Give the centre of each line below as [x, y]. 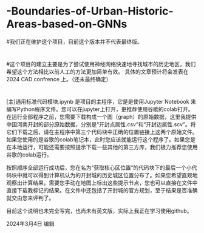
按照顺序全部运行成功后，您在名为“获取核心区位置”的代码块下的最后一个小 [99, 167]
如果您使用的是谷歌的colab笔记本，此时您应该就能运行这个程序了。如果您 [98, 140]
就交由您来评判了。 [30, 198]
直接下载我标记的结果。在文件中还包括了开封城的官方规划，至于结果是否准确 [102, 191]
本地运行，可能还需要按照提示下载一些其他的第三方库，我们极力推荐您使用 [104, 147]
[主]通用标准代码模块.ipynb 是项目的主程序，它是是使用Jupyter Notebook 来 [101, 102]
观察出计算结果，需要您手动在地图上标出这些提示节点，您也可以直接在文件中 [102, 183]
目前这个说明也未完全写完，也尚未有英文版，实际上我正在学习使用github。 [99, 211]
